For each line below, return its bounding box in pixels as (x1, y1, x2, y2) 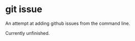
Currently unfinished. (5, 30, 50, 36)
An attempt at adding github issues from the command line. (5, 20, 130, 26)
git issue (5, 4, 42, 15)
